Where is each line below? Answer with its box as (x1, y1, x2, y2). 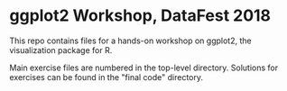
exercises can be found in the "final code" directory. (9, 71, 204, 82)
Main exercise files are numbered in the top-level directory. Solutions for (9, 62, 278, 73)
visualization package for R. (9, 44, 113, 55)
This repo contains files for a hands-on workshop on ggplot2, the (9, 35, 252, 46)
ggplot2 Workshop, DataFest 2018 (9, 5, 272, 26)
